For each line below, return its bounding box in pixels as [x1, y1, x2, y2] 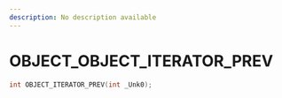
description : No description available [9, 12, 157, 22]
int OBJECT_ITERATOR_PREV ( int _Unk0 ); [9, 80, 153, 89]
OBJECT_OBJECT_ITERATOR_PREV [9, 50, 273, 71]
